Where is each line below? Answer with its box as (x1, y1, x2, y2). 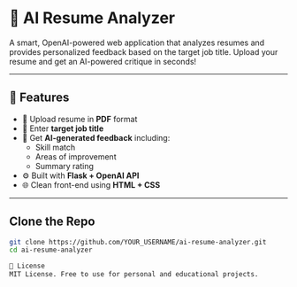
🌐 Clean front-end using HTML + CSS (21, 179, 161, 190)
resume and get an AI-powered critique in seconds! (9, 56, 197, 66)
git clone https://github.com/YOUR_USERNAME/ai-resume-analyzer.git (9, 237, 267, 246)
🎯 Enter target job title (21, 123, 104, 134)
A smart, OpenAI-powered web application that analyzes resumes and (9, 37, 265, 48)
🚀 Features (9, 90, 70, 105)
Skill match (34, 142, 76, 152)
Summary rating (34, 160, 95, 171)
